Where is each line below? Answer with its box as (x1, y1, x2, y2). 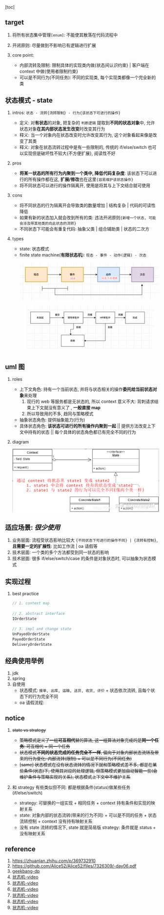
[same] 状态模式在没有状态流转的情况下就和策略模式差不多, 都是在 (19, 761, 153, 768)
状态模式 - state (5, 96, 53, 105)
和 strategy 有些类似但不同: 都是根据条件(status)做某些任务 (12, 784, 131, 790)
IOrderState (12, 616, 37, 621)
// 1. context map (12, 601, 50, 606)
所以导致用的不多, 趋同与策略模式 (26, 411, 94, 417)
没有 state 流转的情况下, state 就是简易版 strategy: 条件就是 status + (19, 824, 156, 830)
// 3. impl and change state (12, 627, 72, 632)
